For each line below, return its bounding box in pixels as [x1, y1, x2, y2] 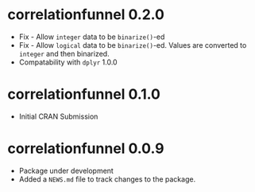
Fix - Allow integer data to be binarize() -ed [18, 32, 165, 41]
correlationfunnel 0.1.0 [7, 85, 160, 104]
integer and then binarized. [18, 49, 110, 58]
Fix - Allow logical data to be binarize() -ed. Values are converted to [18, 40, 247, 49]
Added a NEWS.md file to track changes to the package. [18, 174, 196, 184]
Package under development [18, 166, 114, 175]
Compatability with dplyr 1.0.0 [18, 57, 118, 67]
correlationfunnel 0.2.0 [7, 6, 164, 24]
